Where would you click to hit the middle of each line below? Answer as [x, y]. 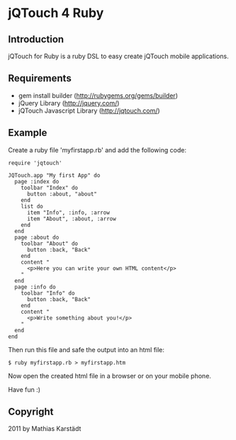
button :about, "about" [62, 194]
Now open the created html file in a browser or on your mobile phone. [110, 376]
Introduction [36, 39]
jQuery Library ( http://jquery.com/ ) [69, 103]
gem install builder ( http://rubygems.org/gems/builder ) [98, 95]
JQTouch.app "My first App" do [54, 175]
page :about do [37, 237]
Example [28, 133]
